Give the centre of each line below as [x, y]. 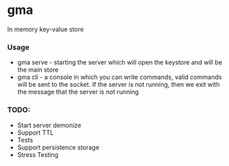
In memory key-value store [46, 29]
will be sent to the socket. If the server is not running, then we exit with [118, 85]
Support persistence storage [58, 147]
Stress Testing [38, 154]
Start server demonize [49, 125]
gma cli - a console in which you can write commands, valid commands [119, 77]
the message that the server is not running [78, 92]
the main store [38, 70]
